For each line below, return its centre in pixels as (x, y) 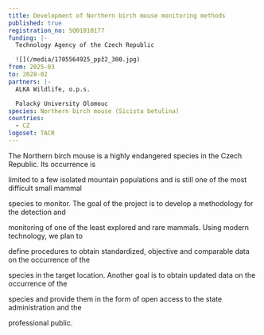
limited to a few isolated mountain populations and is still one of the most (128, 179)
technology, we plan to (46, 236)
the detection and (37, 212)
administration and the (45, 307)
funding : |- (28, 38)
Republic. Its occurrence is (52, 164)
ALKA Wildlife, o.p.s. (53, 89)
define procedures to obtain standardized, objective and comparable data (129, 251)
